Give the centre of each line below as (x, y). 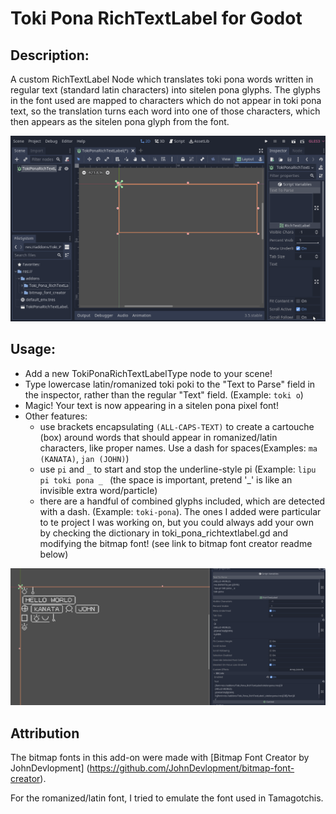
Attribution (45, 733)
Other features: (56, 416)
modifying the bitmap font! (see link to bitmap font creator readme (176, 543)
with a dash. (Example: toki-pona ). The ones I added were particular (180, 511)
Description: (50, 55)
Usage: (33, 349)
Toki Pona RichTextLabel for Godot (156, 18)
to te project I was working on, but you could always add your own (176, 522)
